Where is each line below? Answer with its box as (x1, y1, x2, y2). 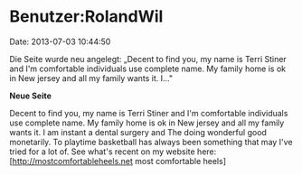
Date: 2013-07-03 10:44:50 (9, 36, 111, 47)
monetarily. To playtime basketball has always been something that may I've (9, 136, 293, 147)
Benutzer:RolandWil (9, 6, 164, 27)
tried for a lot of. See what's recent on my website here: (9, 146, 217, 157)
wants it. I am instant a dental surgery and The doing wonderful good (9, 126, 267, 137)
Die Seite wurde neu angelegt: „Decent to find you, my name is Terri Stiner (9, 53, 287, 64)
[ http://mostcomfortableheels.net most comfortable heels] (9, 155, 227, 166)
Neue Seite (9, 90, 52, 101)
